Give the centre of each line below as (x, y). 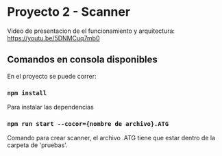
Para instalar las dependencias (50, 107)
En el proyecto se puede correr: (52, 76)
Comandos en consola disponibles (82, 60)
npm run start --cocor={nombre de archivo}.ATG (88, 123)
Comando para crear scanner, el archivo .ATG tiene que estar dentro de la (111, 138)
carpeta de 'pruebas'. (37, 145)
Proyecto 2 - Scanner (69, 12)
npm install (27, 93)
